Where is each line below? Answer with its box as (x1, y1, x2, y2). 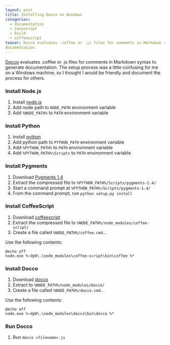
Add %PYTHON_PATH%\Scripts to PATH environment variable (12, 150, 132, 156)
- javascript (10, 26, 37, 31)
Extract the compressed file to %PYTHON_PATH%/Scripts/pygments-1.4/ (12, 179, 156, 185)
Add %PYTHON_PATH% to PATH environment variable (12, 144, 113, 151)
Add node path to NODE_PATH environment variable (12, 104, 116, 110)
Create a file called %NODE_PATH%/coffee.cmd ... (12, 229, 107, 235)
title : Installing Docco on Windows (5, 12, 82, 17)
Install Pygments (5, 163, 48, 170)
